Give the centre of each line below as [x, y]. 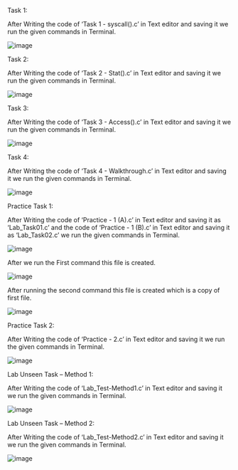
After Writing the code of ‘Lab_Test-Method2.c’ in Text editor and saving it [115, 437]
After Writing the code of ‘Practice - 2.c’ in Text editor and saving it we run [116, 339]
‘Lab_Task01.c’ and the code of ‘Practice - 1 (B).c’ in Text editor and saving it [119, 228]
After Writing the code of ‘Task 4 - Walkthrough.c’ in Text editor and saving [117, 171]
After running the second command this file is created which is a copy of [114, 290]
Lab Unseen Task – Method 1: [50, 374]
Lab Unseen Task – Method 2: [51, 423]
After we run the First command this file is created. [82, 262]
